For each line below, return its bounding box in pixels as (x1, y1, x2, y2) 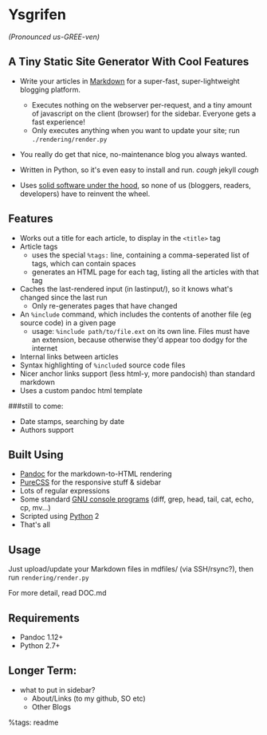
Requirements (8, 611, 80, 625)
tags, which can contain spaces (31, 258, 136, 268)
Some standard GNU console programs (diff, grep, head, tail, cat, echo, (19, 494, 254, 504)
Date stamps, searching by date (19, 416, 125, 426)
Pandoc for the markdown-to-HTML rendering (19, 469, 173, 479)
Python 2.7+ (19, 641, 61, 650)
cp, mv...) (19, 503, 51, 513)
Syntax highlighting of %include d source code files (19, 360, 186, 370)
